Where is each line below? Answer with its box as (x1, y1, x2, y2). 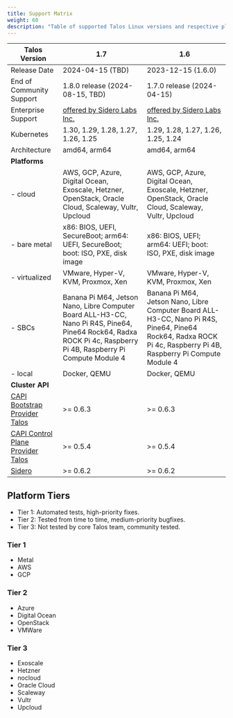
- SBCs (10, 323, 35, 333)
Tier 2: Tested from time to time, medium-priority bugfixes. (17, 515, 186, 524)
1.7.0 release (146, 81, 191, 91)
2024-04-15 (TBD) (62, 65, 130, 75)
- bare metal (10, 240, 52, 250)
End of (10, 77, 33, 87)
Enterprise (10, 105, 45, 115)
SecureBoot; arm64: (62, 231, 129, 241)
